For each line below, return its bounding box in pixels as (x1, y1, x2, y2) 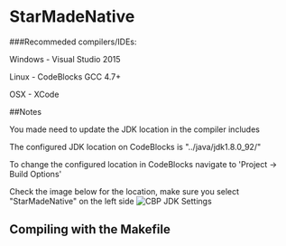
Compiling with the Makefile (9, 222, 171, 237)
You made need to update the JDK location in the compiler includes (9, 124, 260, 135)
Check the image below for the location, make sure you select (9, 185, 240, 196)
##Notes (9, 106, 42, 117)
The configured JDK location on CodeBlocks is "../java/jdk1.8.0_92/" (9, 141, 262, 152)
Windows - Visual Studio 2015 (9, 53, 121, 64)
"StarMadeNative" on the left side (9, 195, 134, 206)
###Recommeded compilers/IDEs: (9, 36, 137, 47)
